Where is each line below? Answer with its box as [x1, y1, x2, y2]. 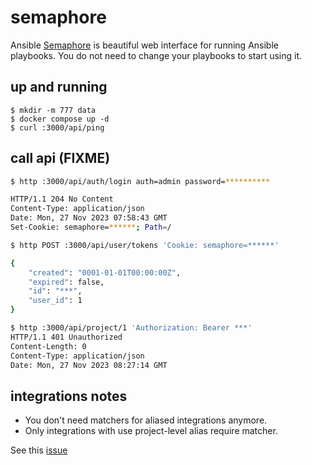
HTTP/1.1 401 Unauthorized [10, 332, 123, 342]
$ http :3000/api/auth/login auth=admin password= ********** [10, 176, 271, 186]
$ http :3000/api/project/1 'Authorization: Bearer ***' [10, 323, 253, 333]
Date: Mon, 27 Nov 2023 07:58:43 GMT [10, 213, 168, 223]
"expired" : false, [28, 277, 105, 287]
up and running [10, 79, 108, 96]
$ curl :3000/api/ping [10, 122, 105, 133]
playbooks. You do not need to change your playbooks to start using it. [10, 49, 303, 61]
